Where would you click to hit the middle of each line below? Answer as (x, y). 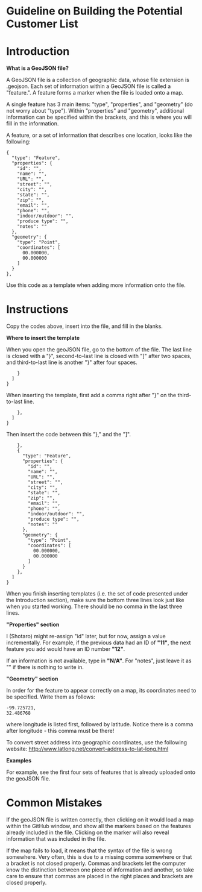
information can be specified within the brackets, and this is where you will (99, 117)
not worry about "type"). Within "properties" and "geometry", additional (95, 111)
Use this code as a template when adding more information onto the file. (96, 285)
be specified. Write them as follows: (51, 697)
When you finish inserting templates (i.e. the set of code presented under (97, 594)
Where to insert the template (43, 338)
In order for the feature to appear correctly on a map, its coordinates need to (101, 691)
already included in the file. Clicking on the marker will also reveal (88, 832)
